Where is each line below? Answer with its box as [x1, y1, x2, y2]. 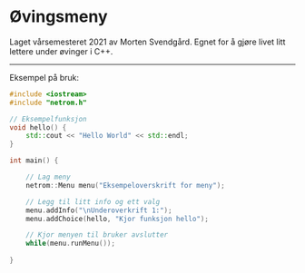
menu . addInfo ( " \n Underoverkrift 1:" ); [25, 206, 172, 215]
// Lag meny [25, 172, 71, 182]
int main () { [9, 156, 59, 165]
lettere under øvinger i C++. [9, 45, 113, 56]
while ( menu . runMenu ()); [25, 239, 116, 249]
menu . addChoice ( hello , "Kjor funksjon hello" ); [25, 214, 209, 223]
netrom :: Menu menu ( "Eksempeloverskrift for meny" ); [25, 180, 225, 190]
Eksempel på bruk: [9, 72, 80, 83]
